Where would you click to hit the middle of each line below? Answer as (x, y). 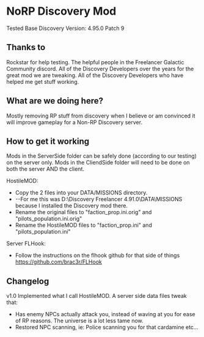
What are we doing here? (55, 101)
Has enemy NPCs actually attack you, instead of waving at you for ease (105, 314)
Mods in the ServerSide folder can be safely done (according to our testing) (102, 156)
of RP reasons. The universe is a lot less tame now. (79, 321)
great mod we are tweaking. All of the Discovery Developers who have (95, 75)
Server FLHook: (26, 243)
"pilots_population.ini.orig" (49, 219)
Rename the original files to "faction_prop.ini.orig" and (83, 212)
